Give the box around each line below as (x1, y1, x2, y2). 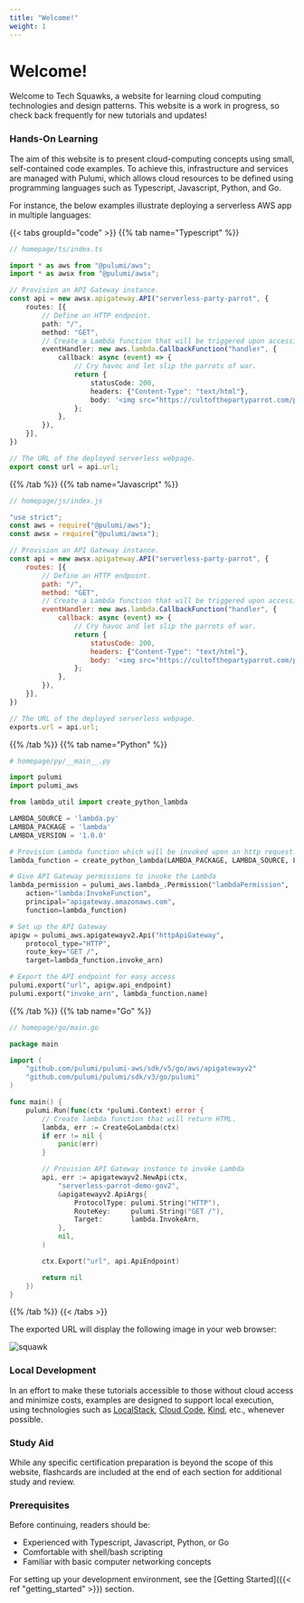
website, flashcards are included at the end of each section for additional (9, 1467, 282, 1478)
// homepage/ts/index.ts (9, 244, 103, 254)
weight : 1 (9, 22, 47, 31)
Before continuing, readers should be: (9, 1520, 151, 1530)
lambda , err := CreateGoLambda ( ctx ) (42, 1122, 180, 1132)
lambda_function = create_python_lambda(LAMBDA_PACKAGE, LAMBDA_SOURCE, (9, 855, 290, 865)
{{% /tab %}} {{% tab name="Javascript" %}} (9, 478, 179, 490)
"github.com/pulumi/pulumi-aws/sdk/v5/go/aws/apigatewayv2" (25, 1064, 257, 1073)
